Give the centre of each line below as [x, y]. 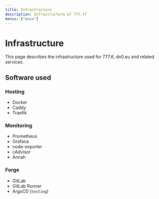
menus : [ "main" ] [22, 19]
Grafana [20, 141]
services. [14, 62]
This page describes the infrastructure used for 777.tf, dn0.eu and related [80, 57]
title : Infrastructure [28, 10]
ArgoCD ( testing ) [30, 191]
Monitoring [19, 125]
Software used [28, 78]
